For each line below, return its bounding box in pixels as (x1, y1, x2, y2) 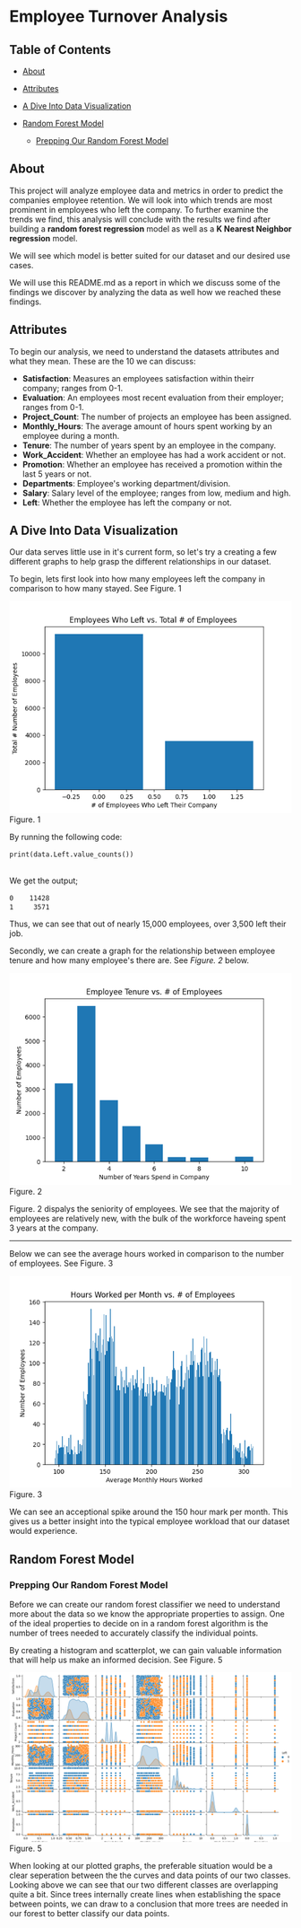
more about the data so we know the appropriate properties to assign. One (9, 1608, 285, 1619)
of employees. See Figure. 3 (9, 1258, 114, 1269)
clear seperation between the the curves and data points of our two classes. (9, 1870, 291, 1881)
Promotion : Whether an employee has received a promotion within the (21, 459, 283, 469)
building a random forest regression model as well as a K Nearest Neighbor (9, 223, 292, 234)
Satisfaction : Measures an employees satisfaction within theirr (21, 372, 255, 383)
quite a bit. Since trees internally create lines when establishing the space (9, 1889, 281, 1900)
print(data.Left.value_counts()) (9, 850, 134, 859)
